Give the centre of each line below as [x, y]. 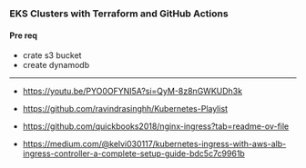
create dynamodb [56, 65]
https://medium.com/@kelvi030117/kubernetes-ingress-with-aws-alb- [154, 144]
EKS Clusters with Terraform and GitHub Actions [119, 14]
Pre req [24, 35]
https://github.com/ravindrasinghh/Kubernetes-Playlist [125, 109]
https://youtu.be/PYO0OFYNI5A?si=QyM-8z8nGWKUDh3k [133, 91]
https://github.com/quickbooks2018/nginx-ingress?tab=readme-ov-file [156, 126]
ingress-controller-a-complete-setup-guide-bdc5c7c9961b [134, 153]
